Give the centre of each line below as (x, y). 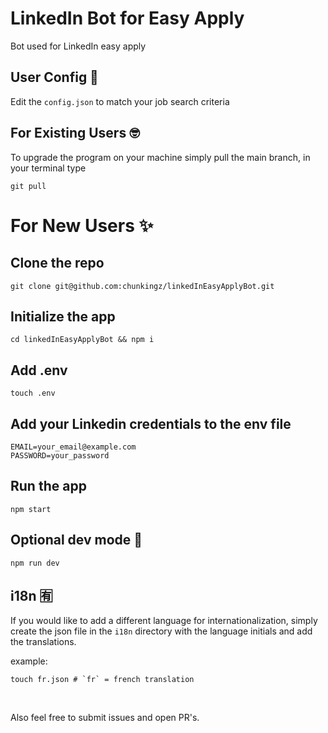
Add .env (39, 370)
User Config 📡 (54, 77)
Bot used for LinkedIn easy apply (78, 46)
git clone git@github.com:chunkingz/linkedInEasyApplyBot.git (142, 286)
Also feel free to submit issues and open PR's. (105, 718)
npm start (31, 509)
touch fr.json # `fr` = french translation (102, 680)
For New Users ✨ (82, 225)
